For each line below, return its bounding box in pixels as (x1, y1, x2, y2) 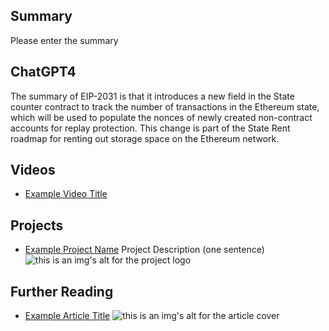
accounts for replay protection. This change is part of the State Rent (10, 122, 291, 134)
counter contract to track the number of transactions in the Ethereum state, (10, 100, 320, 113)
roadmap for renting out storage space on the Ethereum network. (10, 132, 280, 144)
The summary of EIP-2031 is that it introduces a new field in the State (10, 90, 295, 102)
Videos (10, 162, 56, 179)
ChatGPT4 (10, 64, 77, 81)
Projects (10, 217, 64, 234)
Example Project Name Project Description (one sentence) (24, 244, 265, 256)
